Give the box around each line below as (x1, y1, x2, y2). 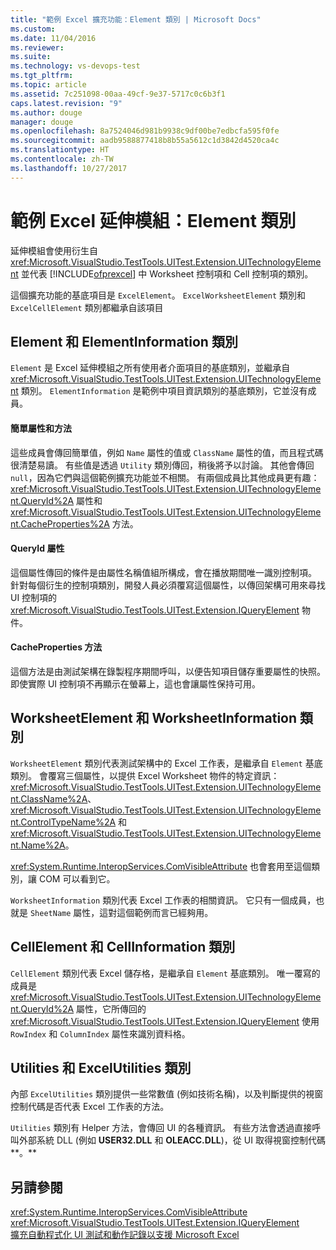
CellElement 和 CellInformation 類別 (10, 939, 236, 956)
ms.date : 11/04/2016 (10, 33, 97, 43)
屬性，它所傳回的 (76, 1002, 147, 1015)
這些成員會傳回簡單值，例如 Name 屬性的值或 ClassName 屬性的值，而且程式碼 (10, 446, 324, 458)
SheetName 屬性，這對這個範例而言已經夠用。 (29, 906, 214, 918)
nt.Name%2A (10, 839, 66, 851)
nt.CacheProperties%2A (10, 517, 110, 530)
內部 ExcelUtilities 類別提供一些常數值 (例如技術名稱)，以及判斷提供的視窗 (10, 1088, 324, 1100)
